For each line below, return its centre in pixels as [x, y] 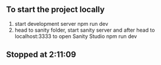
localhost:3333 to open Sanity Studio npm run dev [76, 36]
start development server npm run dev [61, 23]
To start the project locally [55, 10]
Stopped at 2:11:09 [41, 55]
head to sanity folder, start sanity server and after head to [85, 30]
